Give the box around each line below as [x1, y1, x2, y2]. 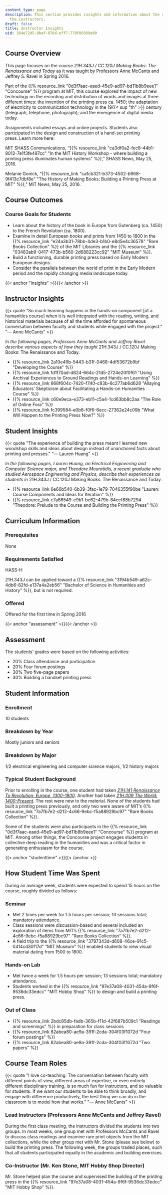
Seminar [5, 900, 26, 907]
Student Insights [5, 427, 58, 435]
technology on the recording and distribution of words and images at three [5, 93, 159, 99]
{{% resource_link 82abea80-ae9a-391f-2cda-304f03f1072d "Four [12, 1029, 151, 1035]
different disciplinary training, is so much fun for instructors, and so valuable [5, 1083, 162, 1089]
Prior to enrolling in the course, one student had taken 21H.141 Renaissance [5, 787, 160, 793]
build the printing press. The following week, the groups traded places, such [5, 1144, 162, 1150]
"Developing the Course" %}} [12, 364, 73, 370]
